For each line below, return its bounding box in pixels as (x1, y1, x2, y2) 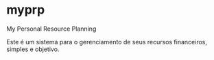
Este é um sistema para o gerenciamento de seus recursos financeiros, (6, 37, 207, 46)
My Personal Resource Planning (6, 25, 97, 33)
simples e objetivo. (6, 45, 60, 53)
